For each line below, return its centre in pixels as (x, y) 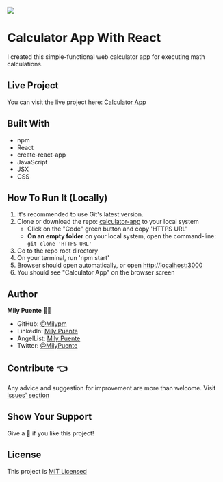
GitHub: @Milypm (42, 324)
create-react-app (41, 155)
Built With (28, 124)
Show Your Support (50, 417)
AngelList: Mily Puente (49, 338)
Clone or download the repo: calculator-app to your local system (108, 222)
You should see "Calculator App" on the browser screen (96, 272)
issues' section (28, 395)
